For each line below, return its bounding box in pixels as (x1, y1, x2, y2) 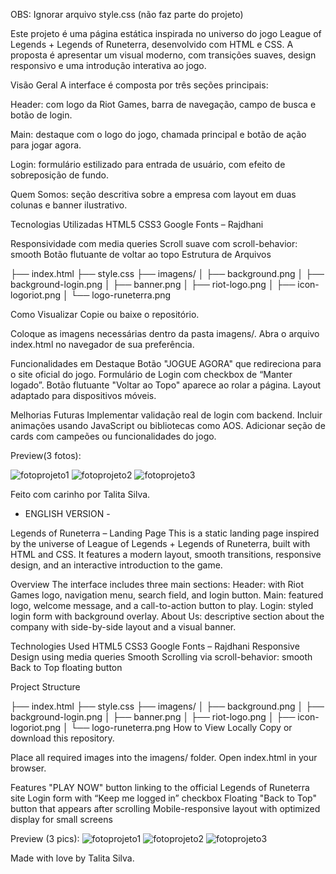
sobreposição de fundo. (10, 169, 110, 181)
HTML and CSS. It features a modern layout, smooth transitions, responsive (10, 549, 322, 560)
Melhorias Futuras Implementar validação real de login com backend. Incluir (10, 409, 323, 421)
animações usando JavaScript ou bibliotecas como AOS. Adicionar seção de (10, 420, 326, 431)
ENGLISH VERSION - (24, 508, 111, 519)
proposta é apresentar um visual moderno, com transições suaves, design (10, 49, 317, 61)
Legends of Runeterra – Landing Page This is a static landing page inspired (10, 527, 320, 539)
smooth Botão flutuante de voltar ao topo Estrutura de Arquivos (10, 249, 272, 260)
